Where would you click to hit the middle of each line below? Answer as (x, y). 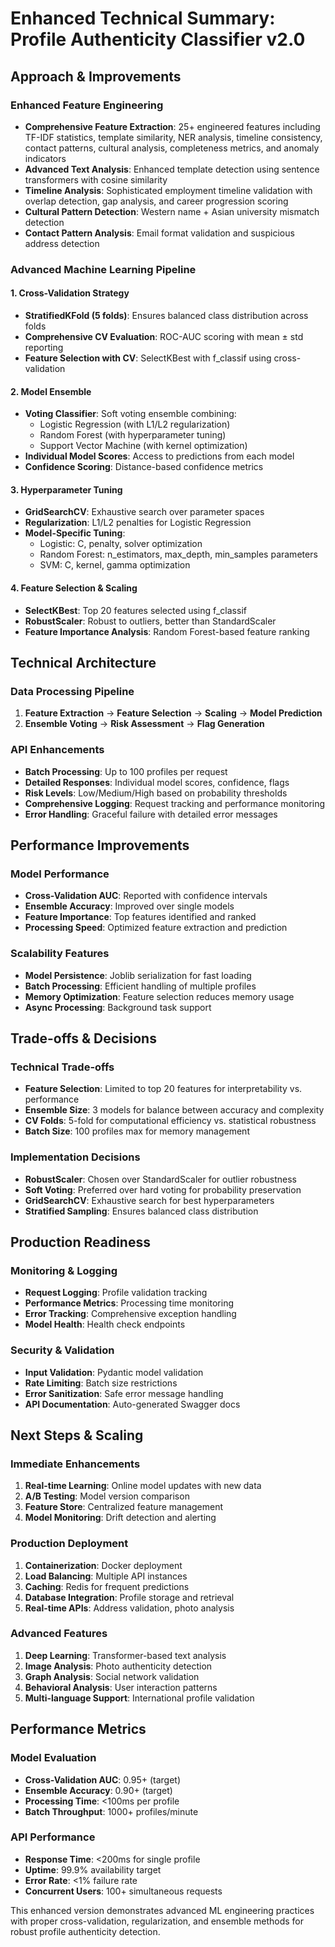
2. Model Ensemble (51, 391)
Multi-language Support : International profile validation (139, 1698)
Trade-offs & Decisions (83, 1038)
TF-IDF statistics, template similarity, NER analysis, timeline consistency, (173, 137)
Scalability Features (60, 954)
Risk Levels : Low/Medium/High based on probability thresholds (156, 793)
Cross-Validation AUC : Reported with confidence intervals (146, 896)
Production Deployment (69, 1544)
